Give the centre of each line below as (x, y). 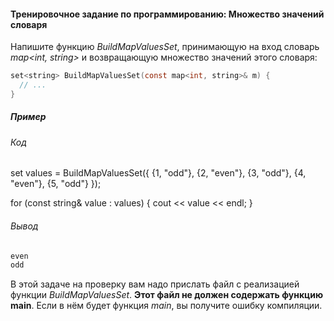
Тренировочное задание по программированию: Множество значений (167, 14)
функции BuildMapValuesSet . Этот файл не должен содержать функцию (167, 295)
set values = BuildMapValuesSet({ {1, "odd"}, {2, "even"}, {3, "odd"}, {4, (158, 173)
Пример (28, 117)
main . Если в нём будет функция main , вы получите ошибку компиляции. (166, 306)
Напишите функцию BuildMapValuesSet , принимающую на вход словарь (165, 47)
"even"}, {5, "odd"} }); (56, 184)
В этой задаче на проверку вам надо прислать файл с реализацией (155, 284)
